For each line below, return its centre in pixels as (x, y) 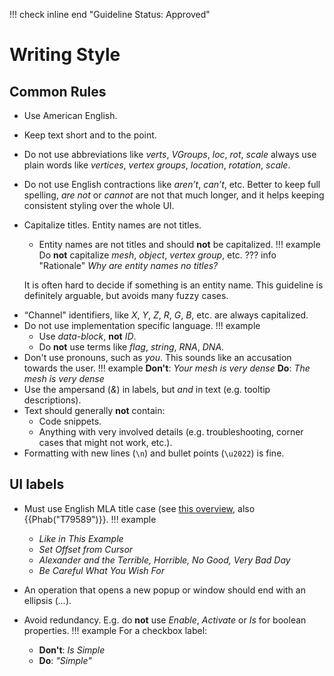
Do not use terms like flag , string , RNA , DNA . (131, 347)
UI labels (37, 484)
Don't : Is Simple (72, 650)
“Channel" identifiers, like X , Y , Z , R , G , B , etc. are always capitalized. (166, 315)
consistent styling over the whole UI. (99, 205)
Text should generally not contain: (94, 410)
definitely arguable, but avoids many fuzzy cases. (126, 295)
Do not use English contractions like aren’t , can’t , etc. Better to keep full (172, 184)
